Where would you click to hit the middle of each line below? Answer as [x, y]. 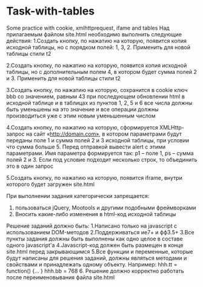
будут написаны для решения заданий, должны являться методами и [97, 258]
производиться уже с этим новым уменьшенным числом [81, 116]
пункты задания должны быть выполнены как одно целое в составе [95, 239]
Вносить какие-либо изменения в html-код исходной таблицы [95, 214]
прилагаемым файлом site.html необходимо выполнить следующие [94, 34]
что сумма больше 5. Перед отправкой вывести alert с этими [86, 147]
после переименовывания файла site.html [61, 277]
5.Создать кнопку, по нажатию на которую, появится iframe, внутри [95, 177]
